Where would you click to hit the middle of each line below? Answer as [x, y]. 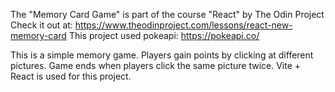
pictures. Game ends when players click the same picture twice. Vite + [156, 65]
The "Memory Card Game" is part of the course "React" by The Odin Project [167, 14]
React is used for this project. [71, 76]
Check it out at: [41, 25]
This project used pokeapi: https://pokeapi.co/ [164, 35]
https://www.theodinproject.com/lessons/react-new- [183, 25]
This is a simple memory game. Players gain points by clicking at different [162, 55]
